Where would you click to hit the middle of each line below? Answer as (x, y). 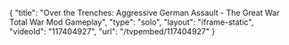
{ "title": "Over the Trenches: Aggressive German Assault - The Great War (144, 13)
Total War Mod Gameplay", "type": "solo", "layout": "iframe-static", (132, 22)
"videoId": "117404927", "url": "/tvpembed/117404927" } (112, 31)
